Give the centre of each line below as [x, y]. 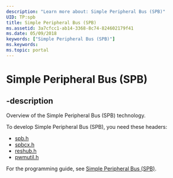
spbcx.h [24, 144]
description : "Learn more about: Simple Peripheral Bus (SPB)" [86, 12]
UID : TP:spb [21, 17]
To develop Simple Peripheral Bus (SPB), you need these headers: [87, 127]
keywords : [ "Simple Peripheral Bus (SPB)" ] [61, 39]
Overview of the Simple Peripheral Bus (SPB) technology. [76, 115]
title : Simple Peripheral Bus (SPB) [51, 22]
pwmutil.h [27, 157]
